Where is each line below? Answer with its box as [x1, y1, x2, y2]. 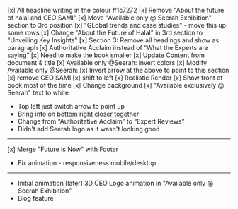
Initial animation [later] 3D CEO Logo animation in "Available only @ [17, 179, 214, 187]
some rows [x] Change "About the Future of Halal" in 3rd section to [7, 28, 203, 37]
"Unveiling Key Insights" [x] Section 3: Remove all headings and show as [7, 36, 220, 44]
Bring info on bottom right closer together [17, 109, 140, 118]
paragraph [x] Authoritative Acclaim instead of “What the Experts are [7, 44, 209, 52]
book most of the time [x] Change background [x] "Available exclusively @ [7, 81, 225, 89]
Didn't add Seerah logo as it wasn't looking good [17, 125, 160, 133]
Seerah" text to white [7, 88, 69, 97]
